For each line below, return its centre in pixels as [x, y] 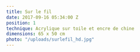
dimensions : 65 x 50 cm [36, 34]
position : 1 [21, 23]
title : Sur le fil [29, 12]
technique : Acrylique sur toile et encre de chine [70, 28]
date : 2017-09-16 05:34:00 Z [42, 17]
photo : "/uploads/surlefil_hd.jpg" [50, 39]
